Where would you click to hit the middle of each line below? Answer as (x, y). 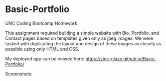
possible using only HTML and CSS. (42, 49)
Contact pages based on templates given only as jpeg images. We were (79, 38)
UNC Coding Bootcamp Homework (41, 23)
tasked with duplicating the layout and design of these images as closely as (83, 43)
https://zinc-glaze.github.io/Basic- (121, 58)
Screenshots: (19, 73)
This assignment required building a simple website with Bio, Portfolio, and (82, 33)
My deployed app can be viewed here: (45, 58)
